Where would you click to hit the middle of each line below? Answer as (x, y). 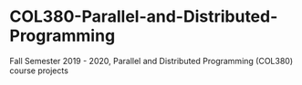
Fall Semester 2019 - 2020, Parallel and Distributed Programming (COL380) (151, 61)
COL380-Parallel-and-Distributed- (144, 17)
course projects (39, 71)
